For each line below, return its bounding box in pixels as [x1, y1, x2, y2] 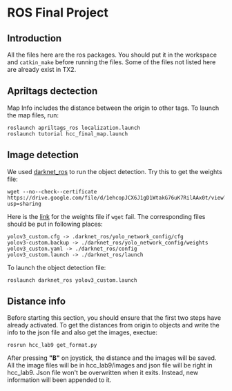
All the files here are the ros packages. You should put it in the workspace [7, 50, 217, 59]
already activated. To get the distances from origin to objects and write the [7, 321, 220, 330]
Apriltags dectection [7, 85, 98, 97]
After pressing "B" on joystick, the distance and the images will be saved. [7, 354, 217, 362]
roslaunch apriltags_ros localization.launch [7, 124, 140, 131]
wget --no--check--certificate [7, 188, 97, 195]
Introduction [7, 32, 62, 44]
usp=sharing [7, 200, 41, 207]
